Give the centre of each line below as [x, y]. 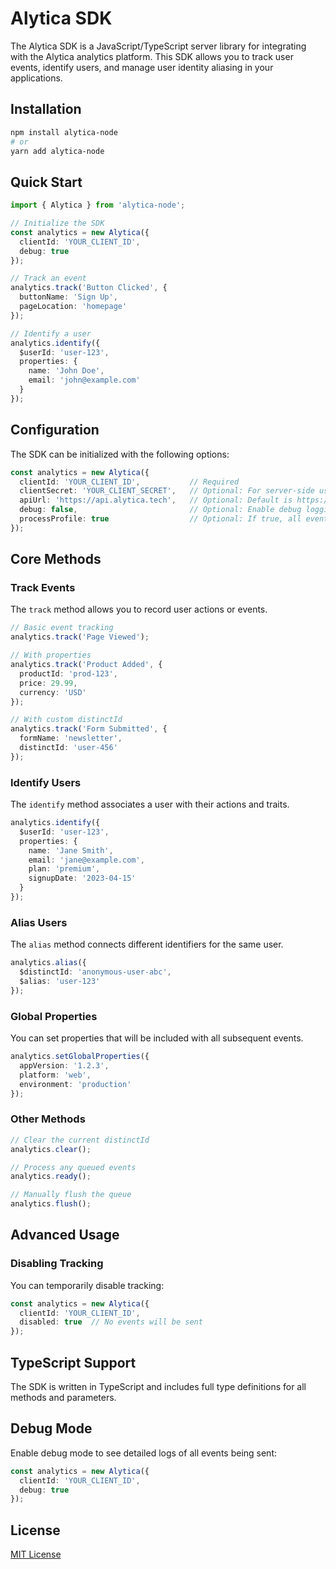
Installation [46, 109]
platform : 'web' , [55, 1075]
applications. [36, 78]
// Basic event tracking [62, 628]
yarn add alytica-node [57, 151]
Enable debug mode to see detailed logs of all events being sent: [144, 1453]
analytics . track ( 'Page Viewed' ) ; [80, 637]
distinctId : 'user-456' [68, 748]
